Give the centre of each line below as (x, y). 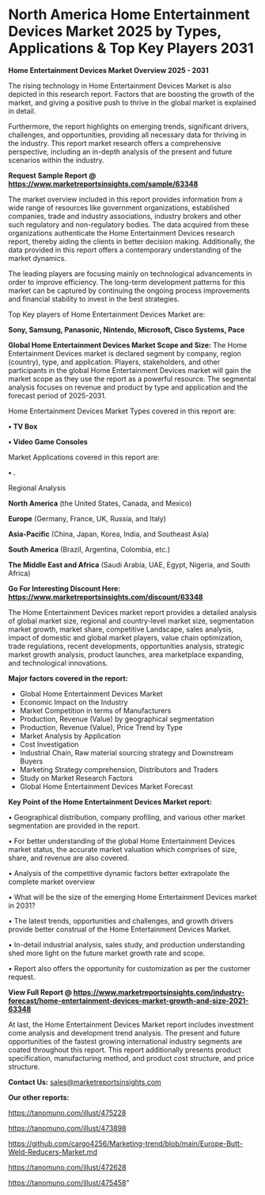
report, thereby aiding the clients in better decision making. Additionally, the (132, 241)
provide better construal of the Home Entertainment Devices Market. (120, 929)
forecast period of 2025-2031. (57, 395)
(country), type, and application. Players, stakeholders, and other (114, 362)
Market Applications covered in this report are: (84, 457)
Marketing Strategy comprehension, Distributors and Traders (119, 769)
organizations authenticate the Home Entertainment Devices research (122, 232)
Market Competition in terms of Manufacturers (95, 710)
